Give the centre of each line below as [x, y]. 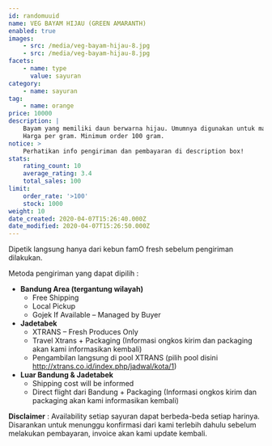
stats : [19, 158]
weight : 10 [27, 211]
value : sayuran [55, 76]
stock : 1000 [43, 204]
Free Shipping [55, 298]
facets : [21, 61]
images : [21, 38]
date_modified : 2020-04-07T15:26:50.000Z [79, 226]
